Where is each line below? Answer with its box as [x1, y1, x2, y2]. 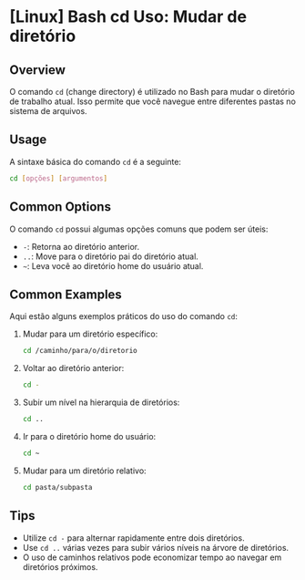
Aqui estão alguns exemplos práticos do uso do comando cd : [9, 311, 239, 322]
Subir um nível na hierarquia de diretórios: [22, 397, 180, 408]
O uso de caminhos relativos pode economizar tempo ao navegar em [22, 552, 282, 563]
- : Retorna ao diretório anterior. [22, 241, 139, 252]
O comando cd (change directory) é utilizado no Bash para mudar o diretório [9, 87, 296, 97]
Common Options [9, 199, 112, 215]
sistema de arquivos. [9, 106, 88, 116]
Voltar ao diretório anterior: [22, 363, 125, 374]
